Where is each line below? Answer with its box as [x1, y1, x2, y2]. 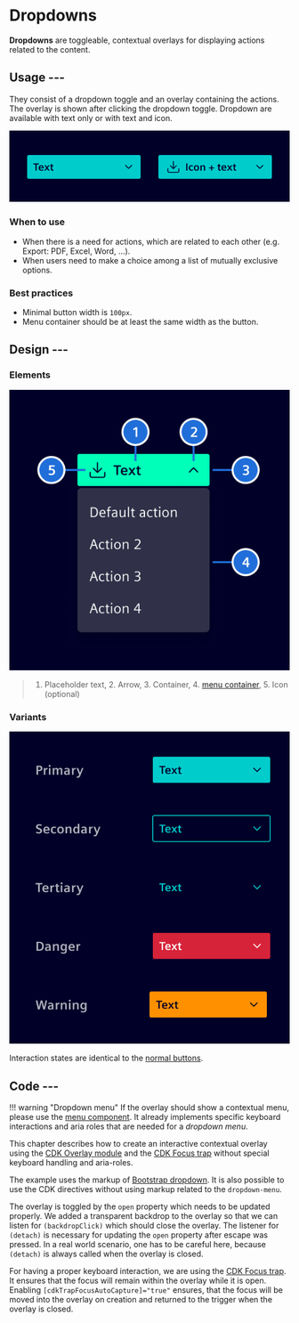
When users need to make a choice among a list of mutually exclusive [21, 255, 279, 265]
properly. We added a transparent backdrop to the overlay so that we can [9, 1210, 279, 1221]
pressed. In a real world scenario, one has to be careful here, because [9, 1238, 267, 1249]
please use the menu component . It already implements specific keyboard [9, 1111, 281, 1122]
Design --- [9, 342, 69, 357]
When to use [9, 215, 65, 228]
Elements [9, 369, 52, 381]
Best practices [9, 287, 74, 299]
